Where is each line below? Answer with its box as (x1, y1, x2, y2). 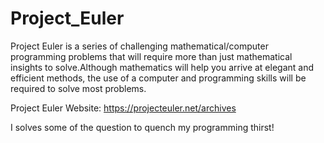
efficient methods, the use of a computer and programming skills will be (10, 72, 307, 84)
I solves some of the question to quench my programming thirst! (10, 121, 275, 133)
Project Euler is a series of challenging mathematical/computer (10, 40, 269, 52)
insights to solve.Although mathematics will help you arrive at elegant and (10, 61, 315, 73)
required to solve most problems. (10, 82, 147, 94)
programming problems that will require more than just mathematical (10, 50, 293, 62)
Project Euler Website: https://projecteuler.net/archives (10, 102, 237, 114)
